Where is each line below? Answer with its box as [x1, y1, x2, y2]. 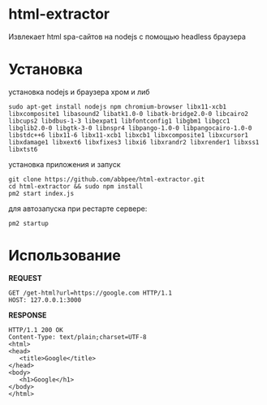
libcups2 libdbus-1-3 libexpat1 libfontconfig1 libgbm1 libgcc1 [8, 117, 230, 125]
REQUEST [8, 273, 42, 282]
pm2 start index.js [8, 189, 75, 197]
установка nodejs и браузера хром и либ [8, 87, 150, 97]
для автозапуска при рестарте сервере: [8, 204, 148, 213]
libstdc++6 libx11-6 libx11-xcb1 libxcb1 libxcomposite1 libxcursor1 [8, 131, 249, 139]
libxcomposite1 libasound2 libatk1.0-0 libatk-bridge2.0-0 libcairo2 [8, 110, 249, 118]
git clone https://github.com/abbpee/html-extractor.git [8, 175, 205, 183]
